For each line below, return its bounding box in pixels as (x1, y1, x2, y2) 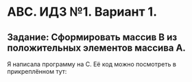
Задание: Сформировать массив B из (7, 31, 178, 43)
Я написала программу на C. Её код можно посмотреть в (7, 60, 177, 68)
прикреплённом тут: (7, 68, 67, 75)
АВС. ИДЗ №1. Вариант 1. (7, 4, 158, 20)
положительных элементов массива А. (7, 42, 187, 53)
